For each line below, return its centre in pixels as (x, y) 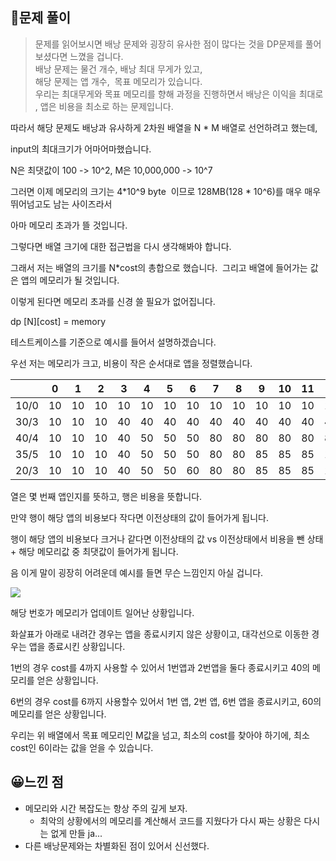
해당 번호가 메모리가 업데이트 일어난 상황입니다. (102, 612)
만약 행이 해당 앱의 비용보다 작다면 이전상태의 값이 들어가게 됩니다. (139, 517)
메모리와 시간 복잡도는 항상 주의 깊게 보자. (106, 808)
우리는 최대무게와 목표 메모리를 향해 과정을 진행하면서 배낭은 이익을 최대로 (179, 94)
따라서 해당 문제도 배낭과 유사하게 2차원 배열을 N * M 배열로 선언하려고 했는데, (164, 127)
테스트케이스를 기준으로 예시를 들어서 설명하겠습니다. (113, 342)
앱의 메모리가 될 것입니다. (70, 280)
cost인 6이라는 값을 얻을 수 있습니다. (82, 747)
